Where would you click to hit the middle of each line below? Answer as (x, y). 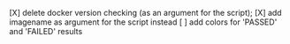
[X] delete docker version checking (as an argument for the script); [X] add (145, 13)
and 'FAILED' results (46, 31)
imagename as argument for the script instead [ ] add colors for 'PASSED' (143, 22)
